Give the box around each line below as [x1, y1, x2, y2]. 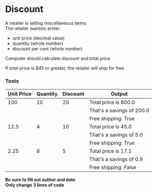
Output [111, 90, 128, 97]
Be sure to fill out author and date [5, 176, 76, 183]
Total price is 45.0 [89, 123, 132, 130]
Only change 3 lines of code [5, 182, 65, 188]
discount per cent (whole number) [12, 45, 83, 51]
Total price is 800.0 [89, 99, 136, 106]
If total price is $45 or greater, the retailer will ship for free [5, 65, 125, 71]
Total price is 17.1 [89, 147, 132, 154]
